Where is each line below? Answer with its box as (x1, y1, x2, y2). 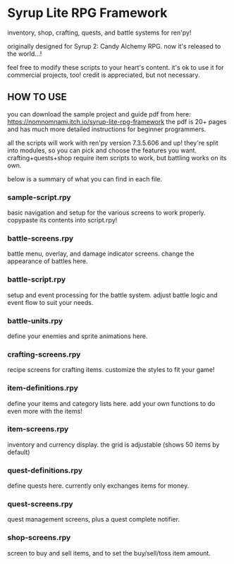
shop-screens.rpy (7, 533, 71, 543)
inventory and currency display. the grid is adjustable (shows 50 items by (7, 440, 220, 449)
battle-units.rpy (7, 316, 63, 325)
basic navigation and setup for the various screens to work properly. (7, 208, 206, 217)
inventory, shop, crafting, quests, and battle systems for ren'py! (7, 28, 192, 37)
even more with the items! (7, 407, 82, 415)
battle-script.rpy (7, 275, 66, 284)
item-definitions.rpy (7, 383, 79, 393)
